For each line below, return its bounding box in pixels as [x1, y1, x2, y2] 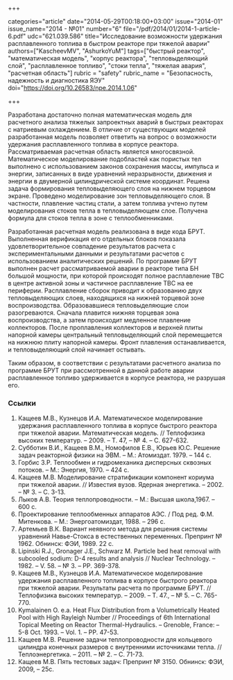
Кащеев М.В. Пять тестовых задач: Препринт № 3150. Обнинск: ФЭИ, [17, 658, 225, 666]
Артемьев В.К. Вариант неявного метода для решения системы [17, 525, 207, 533]
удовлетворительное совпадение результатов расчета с [8, 242, 176, 250]
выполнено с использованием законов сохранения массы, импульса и [8, 163, 219, 170]
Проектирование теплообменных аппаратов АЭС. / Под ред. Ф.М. [17, 510, 214, 518]
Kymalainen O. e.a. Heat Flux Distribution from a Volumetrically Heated [17, 606, 221, 615]
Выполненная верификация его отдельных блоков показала [8, 235, 186, 243]
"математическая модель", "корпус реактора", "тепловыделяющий [8, 54, 209, 63]
